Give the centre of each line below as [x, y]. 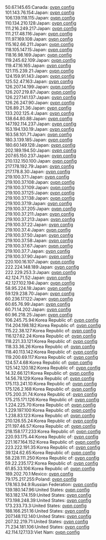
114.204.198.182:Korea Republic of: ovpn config [53, 325]
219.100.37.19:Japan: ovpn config [39, 203]
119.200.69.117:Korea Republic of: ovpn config [52, 357]
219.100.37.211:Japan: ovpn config [40, 214]
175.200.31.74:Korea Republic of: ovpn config [51, 394]
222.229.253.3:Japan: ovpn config [40, 272]
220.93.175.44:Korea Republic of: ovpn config [52, 437]
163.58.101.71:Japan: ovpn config [38, 135]
